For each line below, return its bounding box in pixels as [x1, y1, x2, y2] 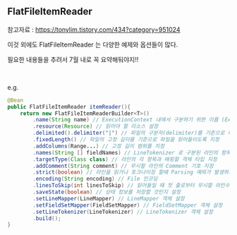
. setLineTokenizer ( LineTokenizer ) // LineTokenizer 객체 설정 [32, 208, 214, 215]
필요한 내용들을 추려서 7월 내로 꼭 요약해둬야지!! [7, 55, 139, 64]
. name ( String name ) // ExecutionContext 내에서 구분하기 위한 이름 [32, 116, 219, 123]
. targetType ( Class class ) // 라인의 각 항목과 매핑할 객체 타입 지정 [32, 155, 217, 163]
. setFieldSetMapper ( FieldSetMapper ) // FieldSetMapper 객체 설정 [32, 201, 223, 209]
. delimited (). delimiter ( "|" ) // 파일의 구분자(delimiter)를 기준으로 [32, 130, 225, 137]
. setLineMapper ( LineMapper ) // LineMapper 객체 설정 [32, 195, 185, 202]
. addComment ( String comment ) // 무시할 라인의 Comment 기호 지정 [32, 162, 214, 169]
